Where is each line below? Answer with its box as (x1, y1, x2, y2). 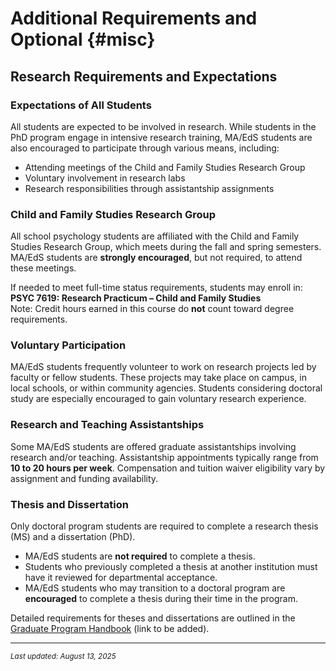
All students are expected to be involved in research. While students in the (10, 120, 317, 132)
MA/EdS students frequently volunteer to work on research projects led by (10, 361, 317, 373)
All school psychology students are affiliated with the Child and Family (10, 230, 300, 242)
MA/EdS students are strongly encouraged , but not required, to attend (10, 252, 303, 264)
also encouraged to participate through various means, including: (10, 142, 280, 154)
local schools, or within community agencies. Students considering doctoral (10, 382, 323, 394)
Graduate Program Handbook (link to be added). (10, 623, 210, 635)
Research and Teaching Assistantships (10, 418, 205, 432)
